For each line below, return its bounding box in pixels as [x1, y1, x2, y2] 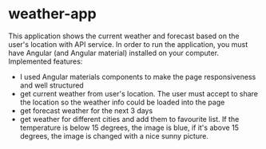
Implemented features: [8, 57, 83, 66]
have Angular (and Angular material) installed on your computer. [8, 48, 220, 57]
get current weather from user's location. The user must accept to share [19, 88, 258, 98]
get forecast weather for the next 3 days [19, 105, 153, 116]
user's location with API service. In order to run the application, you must [8, 39, 248, 49]
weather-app [8, 5, 97, 23]
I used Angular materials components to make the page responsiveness [19, 72, 256, 81]
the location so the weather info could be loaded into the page [19, 97, 225, 107]
